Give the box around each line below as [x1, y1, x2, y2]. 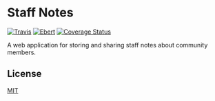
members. [7, 48, 37, 56]
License [7, 68, 42, 80]
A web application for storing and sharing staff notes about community [7, 41, 208, 49]
